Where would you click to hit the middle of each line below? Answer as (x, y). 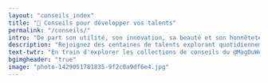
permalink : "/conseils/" (49, 30)
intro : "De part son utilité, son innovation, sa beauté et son (117, 38)
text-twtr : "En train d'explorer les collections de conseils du (119, 52)
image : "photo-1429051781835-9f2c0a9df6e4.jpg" (89, 67)
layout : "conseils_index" (51, 15)
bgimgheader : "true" (43, 60)
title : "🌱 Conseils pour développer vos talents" (93, 23)
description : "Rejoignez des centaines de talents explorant (112, 45)
